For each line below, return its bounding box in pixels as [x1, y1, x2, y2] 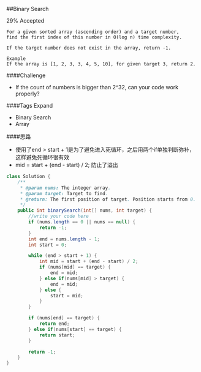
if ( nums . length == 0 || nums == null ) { [28, 219, 136, 225]
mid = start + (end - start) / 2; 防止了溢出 [15, 162, 118, 168]
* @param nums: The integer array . [20, 185, 112, 191]
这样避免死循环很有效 [15, 154, 69, 161]
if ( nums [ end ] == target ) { [28, 315, 100, 321]
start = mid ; [50, 292, 84, 299]
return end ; [39, 321, 70, 327]
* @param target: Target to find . [20, 190, 108, 196]
